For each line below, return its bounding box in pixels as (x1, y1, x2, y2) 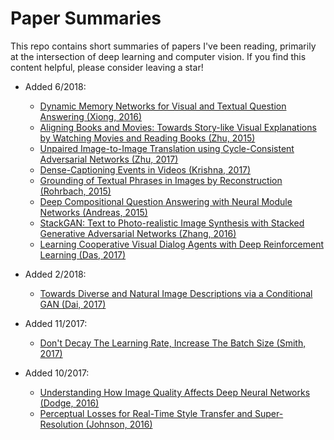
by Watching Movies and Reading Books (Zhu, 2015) (39, 132, 256, 144)
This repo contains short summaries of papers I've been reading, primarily (10, 40, 317, 52)
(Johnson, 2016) (85, 418, 153, 430)
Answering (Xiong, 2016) (39, 110, 142, 122)
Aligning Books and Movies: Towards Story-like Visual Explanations (39, 121, 317, 133)
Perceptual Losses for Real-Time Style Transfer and (39, 407, 253, 419)
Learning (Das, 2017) (39, 248, 127, 261)
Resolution (39, 418, 84, 430)
